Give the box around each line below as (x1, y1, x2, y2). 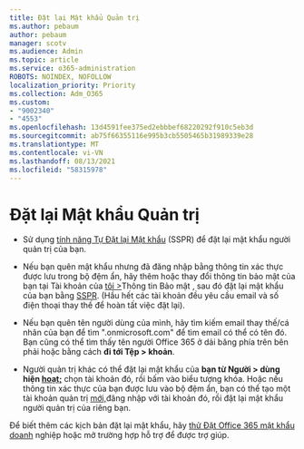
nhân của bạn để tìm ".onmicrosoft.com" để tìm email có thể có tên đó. (22, 327, 288, 338)
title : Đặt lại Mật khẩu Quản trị (9, 13, 141, 23)
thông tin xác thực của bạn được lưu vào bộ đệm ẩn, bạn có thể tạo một (22, 383, 291, 395)
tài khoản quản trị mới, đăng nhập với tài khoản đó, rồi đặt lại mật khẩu (22, 393, 284, 404)
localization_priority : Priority (9, 81, 136, 90)
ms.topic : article (9, 55, 79, 64)
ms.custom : (9, 97, 51, 107)
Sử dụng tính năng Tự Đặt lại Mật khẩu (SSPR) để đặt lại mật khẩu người (22, 234, 291, 245)
